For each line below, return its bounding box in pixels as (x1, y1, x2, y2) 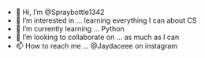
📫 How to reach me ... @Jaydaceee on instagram (15, 42, 178, 50)
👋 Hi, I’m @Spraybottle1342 (15, 8, 105, 16)
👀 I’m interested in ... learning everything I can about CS (15, 16, 197, 25)
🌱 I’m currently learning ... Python (15, 24, 125, 33)
